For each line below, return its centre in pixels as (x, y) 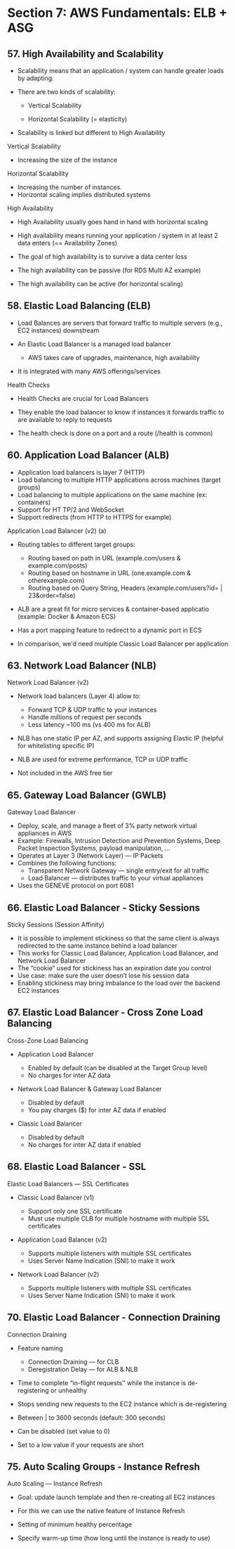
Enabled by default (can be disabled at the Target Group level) (118, 1067)
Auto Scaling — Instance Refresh (55, 1484)
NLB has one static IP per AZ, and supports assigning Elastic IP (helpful (120, 738)
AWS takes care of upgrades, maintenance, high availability (114, 357)
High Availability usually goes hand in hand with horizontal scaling (113, 222)
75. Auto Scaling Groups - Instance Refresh (104, 1466)
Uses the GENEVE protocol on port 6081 (75, 886)
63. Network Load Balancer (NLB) (82, 666)
